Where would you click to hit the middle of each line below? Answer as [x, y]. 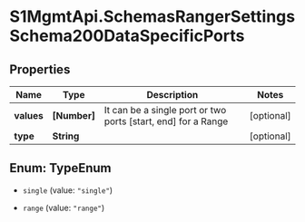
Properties [40, 69]
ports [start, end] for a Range [166, 121]
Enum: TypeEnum [60, 168]
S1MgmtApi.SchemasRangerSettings [152, 17]
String [66, 136]
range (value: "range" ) [64, 208]
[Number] [74, 116]
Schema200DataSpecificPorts [127, 36]
